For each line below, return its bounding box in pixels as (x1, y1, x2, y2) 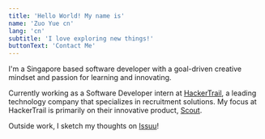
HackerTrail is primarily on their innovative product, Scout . (8, 106, 203, 116)
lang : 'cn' (8, 27, 45, 35)
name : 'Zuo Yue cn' (8, 19, 75, 27)
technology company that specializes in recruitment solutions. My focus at (8, 97, 257, 107)
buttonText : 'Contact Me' (8, 42, 96, 50)
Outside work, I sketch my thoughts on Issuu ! (8, 121, 160, 131)
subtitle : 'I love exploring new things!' (8, 34, 154, 43)
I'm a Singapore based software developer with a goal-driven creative (8, 64, 241, 74)
